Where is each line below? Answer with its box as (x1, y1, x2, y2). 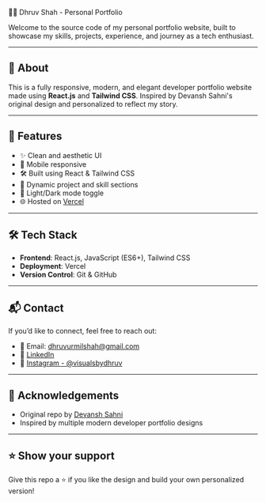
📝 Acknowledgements (8, 388, 120, 402)
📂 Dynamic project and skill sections (19, 179, 139, 189)
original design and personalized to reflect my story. (8, 99, 178, 108)
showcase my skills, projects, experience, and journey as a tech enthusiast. (8, 32, 255, 40)
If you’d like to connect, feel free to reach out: (8, 326, 157, 336)
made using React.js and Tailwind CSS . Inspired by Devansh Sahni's (8, 91, 233, 100)
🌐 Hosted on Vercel (19, 196, 85, 206)
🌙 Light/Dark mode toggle (19, 188, 104, 198)
